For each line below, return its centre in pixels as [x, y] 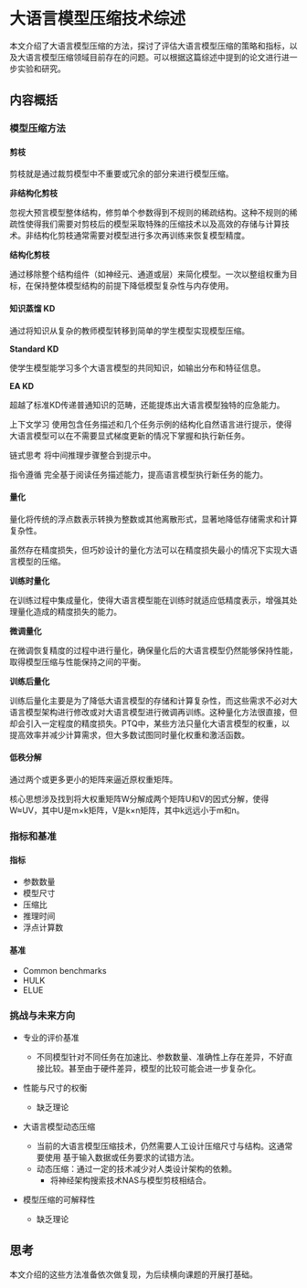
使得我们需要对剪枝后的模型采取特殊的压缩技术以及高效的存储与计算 [153, 224]
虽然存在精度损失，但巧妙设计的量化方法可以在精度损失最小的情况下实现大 [149, 550]
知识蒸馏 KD [32, 309]
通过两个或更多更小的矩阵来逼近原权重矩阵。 [94, 780]
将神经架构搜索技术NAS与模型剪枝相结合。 [131, 1180]
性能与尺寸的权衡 [55, 1087]
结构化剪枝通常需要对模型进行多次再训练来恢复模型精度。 [141, 236]
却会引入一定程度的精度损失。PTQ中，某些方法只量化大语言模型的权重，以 [150, 723]
